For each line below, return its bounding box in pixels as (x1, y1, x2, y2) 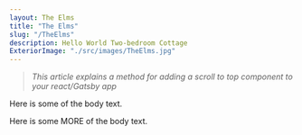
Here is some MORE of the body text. (9, 116, 147, 127)
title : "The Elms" (9, 22, 79, 31)
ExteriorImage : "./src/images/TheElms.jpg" (9, 47, 176, 56)
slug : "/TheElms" (9, 30, 75, 39)
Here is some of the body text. (9, 98, 123, 109)
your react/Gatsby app (31, 81, 118, 92)
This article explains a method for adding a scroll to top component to (31, 71, 294, 82)
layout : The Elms (9, 13, 75, 22)
